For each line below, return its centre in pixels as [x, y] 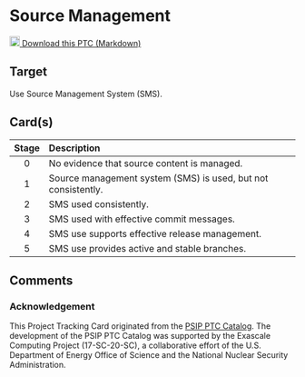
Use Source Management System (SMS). [86, 94]
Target [29, 72]
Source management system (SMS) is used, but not [158, 178]
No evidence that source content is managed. [146, 163]
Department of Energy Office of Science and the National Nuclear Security [149, 355]
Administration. [38, 365]
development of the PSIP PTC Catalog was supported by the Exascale [140, 336]
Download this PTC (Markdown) [81, 43]
